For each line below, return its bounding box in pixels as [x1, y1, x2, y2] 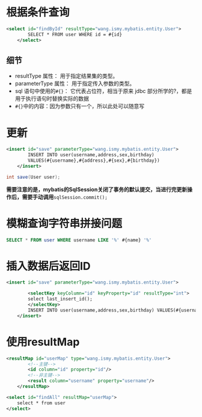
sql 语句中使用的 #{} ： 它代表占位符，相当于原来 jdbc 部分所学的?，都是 [14, 88, 192, 95]
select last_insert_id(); [28, 296, 93, 302]
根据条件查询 [6, 5, 70, 19]
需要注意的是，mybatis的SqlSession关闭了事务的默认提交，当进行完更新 [6, 185, 188, 193]
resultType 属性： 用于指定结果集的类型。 [14, 72, 118, 80]
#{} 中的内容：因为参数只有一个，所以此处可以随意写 [14, 103, 145, 110]
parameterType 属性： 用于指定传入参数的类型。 [14, 80, 135, 88]
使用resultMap [6, 335, 80, 349]
